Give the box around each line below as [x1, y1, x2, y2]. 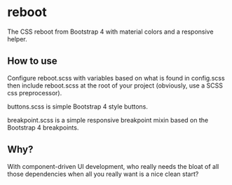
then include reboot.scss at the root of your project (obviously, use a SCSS [7, 81, 223, 90]
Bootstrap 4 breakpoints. [7, 123, 79, 132]
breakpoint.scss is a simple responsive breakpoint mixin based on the [7, 116, 209, 124]
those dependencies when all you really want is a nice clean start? [7, 170, 199, 178]
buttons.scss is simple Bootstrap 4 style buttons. [7, 102, 149, 111]
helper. [7, 34, 27, 43]
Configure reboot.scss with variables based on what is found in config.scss [7, 74, 226, 82]
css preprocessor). [7, 88, 62, 97]
